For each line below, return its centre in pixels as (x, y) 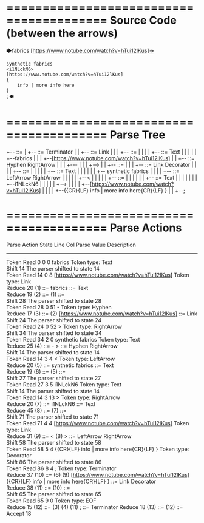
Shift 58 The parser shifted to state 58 (54, 442)
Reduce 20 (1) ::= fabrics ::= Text (47, 288)
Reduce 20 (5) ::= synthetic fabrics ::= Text (60, 365)
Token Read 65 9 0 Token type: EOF (51, 501)
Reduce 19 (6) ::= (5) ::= (36, 371)
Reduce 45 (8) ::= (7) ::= (36, 410)
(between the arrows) (62, 33)
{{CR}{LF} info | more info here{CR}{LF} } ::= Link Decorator (81, 481)
